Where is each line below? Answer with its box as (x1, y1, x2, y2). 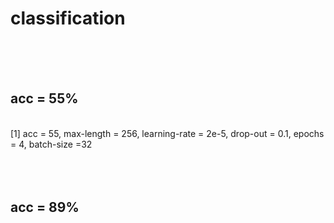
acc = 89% (10, 199, 80, 216)
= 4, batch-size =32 (10, 138, 93, 150)
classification (10, 7, 126, 30)
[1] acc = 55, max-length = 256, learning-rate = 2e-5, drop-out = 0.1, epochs (10, 127, 325, 139)
